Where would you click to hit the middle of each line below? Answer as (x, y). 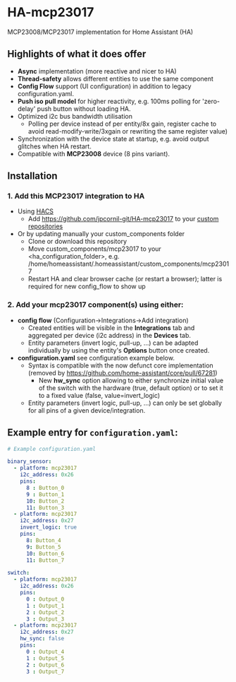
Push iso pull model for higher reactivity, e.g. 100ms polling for (109, 101)
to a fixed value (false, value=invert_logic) (99, 395)
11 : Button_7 (45, 560)
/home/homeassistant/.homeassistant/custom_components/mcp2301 (129, 264)
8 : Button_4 (43, 540)
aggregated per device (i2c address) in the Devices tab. (110, 335)
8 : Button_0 (45, 488)
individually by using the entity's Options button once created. (119, 350)
